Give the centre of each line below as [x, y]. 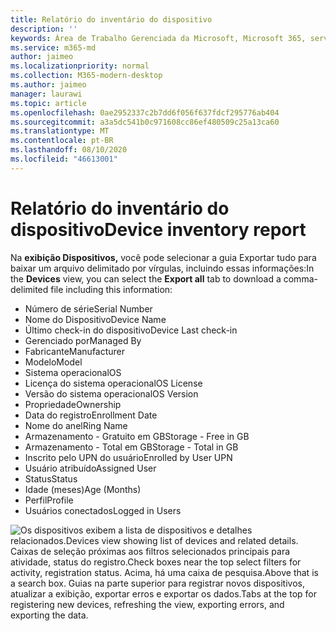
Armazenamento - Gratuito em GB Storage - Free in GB [137, 436]
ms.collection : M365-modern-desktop [86, 76]
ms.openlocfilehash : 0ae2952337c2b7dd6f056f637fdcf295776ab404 [145, 112]
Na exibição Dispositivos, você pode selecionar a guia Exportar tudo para [163, 257]
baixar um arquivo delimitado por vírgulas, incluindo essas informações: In [162, 268]
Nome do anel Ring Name [76, 425]
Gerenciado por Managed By [83, 340]
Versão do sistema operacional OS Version [111, 393]
